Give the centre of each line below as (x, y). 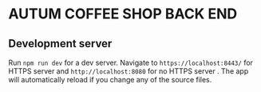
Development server (60, 44)
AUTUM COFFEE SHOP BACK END (123, 14)
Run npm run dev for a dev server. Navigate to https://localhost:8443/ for (131, 62)
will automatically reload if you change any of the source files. (110, 80)
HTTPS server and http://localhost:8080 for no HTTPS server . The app (129, 71)
